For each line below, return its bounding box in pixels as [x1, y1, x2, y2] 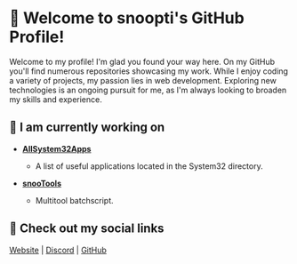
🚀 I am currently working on [9, 120, 165, 135]
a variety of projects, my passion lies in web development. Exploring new [9, 75, 277, 85]
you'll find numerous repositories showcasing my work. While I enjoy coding [9, 66, 289, 76]
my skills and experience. [9, 93, 102, 105]
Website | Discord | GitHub [9, 244, 107, 255]
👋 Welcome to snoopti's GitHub [9, 8, 245, 28]
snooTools [21, 178, 62, 188]
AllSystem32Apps [21, 143, 92, 154]
